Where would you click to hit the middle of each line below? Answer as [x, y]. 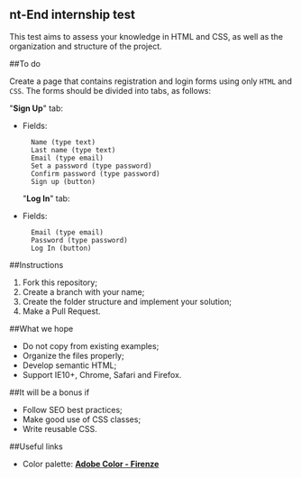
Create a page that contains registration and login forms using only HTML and [151, 81]
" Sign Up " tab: [36, 108]
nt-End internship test [73, 15]
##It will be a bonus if [50, 392]
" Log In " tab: [46, 198]
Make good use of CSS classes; [82, 419]
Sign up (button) [64, 181]
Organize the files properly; [73, 355]
